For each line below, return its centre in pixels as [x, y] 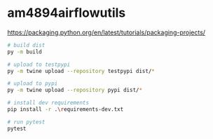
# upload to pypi [33, 84]
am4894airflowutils [67, 13]
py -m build [25, 52]
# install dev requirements [48, 103]
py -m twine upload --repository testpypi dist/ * [81, 71]
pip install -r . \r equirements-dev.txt [66, 110]
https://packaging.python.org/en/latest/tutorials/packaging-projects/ [106, 32]
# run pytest [26, 122]
